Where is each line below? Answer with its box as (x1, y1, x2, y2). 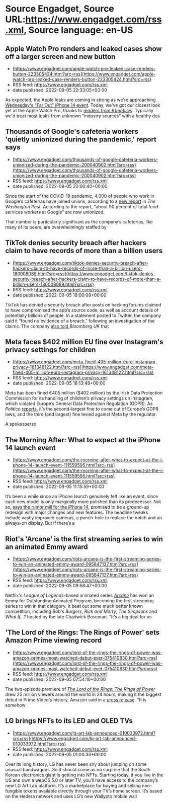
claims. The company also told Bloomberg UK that (5, 323, 109, 329)
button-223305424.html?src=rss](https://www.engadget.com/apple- (12, 71, 156, 77)
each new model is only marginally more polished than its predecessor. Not (5, 499, 161, 505)
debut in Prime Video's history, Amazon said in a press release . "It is (5, 696, 147, 702)
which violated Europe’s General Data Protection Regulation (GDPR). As (5, 400, 153, 407)
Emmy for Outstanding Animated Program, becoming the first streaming (5, 598, 154, 604)
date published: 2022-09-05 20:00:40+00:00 (12, 183, 108, 189)
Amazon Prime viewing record (5, 636, 102, 645)
